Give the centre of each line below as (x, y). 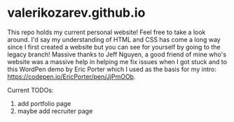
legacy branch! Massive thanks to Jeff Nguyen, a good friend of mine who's (117, 54)
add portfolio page (44, 103)
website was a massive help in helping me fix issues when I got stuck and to (117, 61)
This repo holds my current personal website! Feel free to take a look (106, 32)
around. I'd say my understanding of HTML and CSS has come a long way (114, 39)
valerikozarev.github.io (76, 13)
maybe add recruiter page (55, 111)
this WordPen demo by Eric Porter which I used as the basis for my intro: (112, 69)
